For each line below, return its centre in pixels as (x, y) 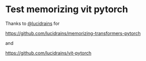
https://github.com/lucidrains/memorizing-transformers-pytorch (73, 33)
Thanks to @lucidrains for (33, 23)
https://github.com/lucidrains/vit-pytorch (48, 53)
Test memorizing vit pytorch (67, 9)
